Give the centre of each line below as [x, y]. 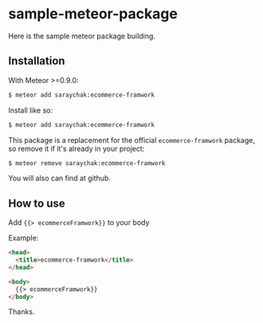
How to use [37, 203]
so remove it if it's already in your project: [77, 148]
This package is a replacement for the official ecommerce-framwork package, [131, 140]
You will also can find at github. [60, 178]
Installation [37, 61]
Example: [24, 238]
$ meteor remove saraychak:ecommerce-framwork [87, 163]
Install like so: [31, 110]
